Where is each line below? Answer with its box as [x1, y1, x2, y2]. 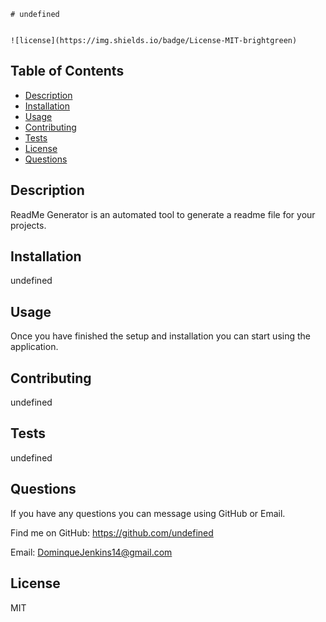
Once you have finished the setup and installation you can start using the [10, 330, 311, 342]
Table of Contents [10, 63, 125, 80]
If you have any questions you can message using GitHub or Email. [10, 507, 286, 519]
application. [10, 341, 59, 353]
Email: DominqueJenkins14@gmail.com [10, 546, 173, 558]
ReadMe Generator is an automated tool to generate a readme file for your [10, 208, 316, 220]
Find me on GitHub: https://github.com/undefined [10, 526, 214, 539]
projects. [10, 219, 47, 231]
